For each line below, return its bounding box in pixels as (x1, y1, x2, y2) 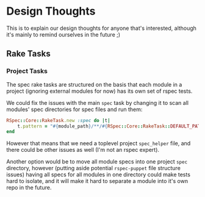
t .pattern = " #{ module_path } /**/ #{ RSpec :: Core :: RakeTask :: (17, 123, 171, 129)
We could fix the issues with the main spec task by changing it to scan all (6, 99, 189, 106)
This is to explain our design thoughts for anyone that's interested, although (6, 24, 197, 32)
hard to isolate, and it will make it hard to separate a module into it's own (6, 177, 188, 185)
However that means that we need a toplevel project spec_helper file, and (6, 140, 191, 147)
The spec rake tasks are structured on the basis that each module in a (6, 81, 182, 88)
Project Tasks (6, 67, 48, 76)
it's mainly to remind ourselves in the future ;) (6, 30, 121, 38)
